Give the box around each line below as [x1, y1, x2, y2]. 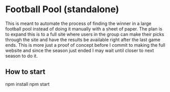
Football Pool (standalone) [5, 4, 119, 15]
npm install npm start [5, 81, 50, 87]
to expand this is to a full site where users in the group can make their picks [5, 31, 164, 37]
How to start [5, 68, 45, 76]
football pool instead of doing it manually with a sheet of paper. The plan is [5, 25, 162, 32]
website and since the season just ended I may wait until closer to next [5, 47, 154, 53]
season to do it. [5, 52, 38, 59]
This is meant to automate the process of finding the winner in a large [5, 20, 152, 26]
